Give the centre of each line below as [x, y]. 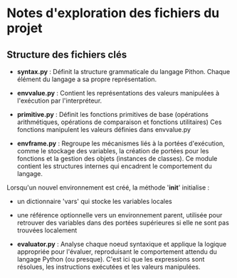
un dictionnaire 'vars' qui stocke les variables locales [94, 201]
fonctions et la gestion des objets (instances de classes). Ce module [117, 159]
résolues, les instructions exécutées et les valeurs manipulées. [109, 267]
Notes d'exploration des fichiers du [113, 13]
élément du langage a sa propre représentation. [87, 79]
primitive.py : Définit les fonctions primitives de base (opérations [113, 114]
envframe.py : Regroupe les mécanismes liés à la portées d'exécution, [121, 143]
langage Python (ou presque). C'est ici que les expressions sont [111, 259]
